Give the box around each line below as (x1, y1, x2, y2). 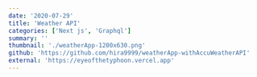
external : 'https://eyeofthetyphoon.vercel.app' (8, 57, 175, 65)
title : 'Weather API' (8, 19, 81, 27)
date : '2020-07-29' (8, 11, 74, 20)
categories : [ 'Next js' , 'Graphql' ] (8, 26, 131, 34)
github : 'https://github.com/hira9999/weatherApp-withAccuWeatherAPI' (8, 49, 251, 57)
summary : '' (8, 34, 48, 43)
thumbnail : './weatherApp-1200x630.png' (8, 42, 147, 50)
